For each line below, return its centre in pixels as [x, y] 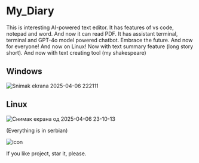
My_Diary [30, 11]
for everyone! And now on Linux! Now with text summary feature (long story [100, 46]
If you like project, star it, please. [46, 153]
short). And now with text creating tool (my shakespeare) [76, 52]
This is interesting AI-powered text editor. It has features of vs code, [90, 27]
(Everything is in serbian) [37, 130]
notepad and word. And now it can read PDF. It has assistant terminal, [92, 33]
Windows [24, 72]
